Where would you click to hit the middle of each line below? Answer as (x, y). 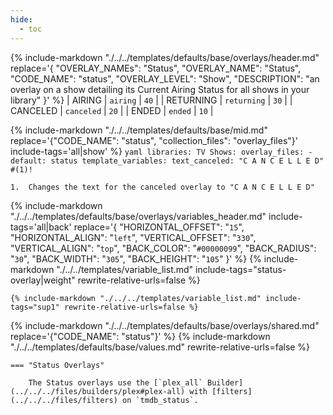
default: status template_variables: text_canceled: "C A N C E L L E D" (167, 161)
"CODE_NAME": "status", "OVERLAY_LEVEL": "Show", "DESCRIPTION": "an (165, 78)
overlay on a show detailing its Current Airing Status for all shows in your (160, 89)
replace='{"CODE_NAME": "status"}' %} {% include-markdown (140, 336)
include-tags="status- (241, 269)
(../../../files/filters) (64, 400)
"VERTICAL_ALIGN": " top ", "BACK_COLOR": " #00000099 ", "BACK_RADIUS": (163, 248)
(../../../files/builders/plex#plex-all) (98, 391)
